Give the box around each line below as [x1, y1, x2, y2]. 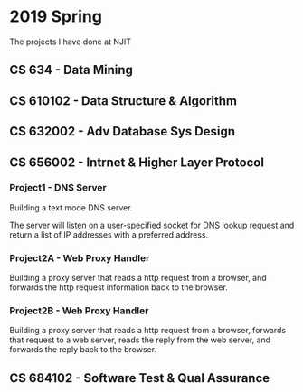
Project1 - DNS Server [9, 182, 107, 194]
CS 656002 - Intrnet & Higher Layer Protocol [9, 154, 265, 170]
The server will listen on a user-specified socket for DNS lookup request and [9, 219, 295, 230]
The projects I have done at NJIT [9, 36, 132, 47]
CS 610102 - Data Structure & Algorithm [9, 93, 238, 108]
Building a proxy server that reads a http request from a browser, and [9, 273, 267, 284]
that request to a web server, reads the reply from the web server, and [9, 334, 271, 345]
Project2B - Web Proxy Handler [9, 304, 149, 317]
